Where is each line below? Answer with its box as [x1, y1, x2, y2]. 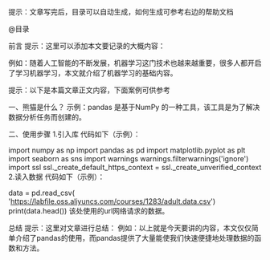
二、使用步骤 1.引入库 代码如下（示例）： [8, 129, 141, 139]
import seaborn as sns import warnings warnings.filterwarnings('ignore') [8, 154, 249, 163]
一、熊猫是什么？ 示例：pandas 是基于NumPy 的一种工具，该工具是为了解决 [8, 103, 260, 112]
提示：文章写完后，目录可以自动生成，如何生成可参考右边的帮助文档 [8, 7, 234, 16]
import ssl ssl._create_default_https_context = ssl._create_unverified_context [8, 163, 262, 172]
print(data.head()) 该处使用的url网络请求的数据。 [8, 206, 170, 215]
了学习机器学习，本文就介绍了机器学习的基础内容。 [8, 68, 178, 78]
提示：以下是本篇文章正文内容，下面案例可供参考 [8, 85, 170, 95]
